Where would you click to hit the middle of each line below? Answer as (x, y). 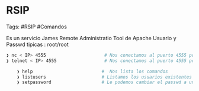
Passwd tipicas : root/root (38, 44)
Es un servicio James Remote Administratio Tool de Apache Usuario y (91, 38)
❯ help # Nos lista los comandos (92, 71)
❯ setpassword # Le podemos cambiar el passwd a (102, 82)
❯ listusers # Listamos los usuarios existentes (105, 77)
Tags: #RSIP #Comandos (36, 27)
